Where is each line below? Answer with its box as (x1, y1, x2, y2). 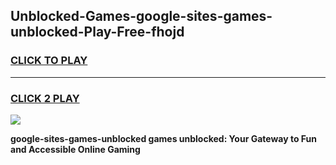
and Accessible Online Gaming (10, 143, 141, 155)
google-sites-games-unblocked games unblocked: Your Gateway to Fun (10, 132, 317, 144)
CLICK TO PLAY (10, 54, 88, 68)
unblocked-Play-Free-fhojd (10, 24, 185, 41)
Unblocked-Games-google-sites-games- (10, 8, 273, 25)
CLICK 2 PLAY (10, 91, 80, 105)
